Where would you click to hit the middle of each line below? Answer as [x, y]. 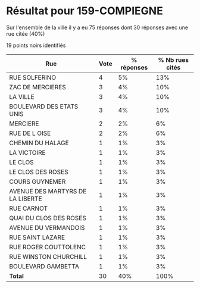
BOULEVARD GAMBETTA [44, 266]
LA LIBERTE [26, 199]
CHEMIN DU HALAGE [39, 143]
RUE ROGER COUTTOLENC [48, 247]
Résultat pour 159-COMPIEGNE [85, 11]
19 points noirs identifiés [36, 45]
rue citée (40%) [26, 33]
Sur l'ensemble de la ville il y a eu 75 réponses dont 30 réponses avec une [97, 27]
